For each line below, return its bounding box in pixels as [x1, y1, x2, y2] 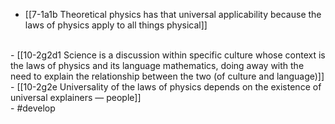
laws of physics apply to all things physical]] [24, 19, 208, 31]
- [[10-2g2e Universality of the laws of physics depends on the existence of [10, 81, 322, 93]
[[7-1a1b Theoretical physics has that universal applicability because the [24, 9, 322, 20]
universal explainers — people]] [10, 92, 142, 103]
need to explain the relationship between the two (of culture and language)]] [10, 70, 325, 82]
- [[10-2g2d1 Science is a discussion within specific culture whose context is [10, 49, 326, 61]
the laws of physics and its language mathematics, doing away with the [10, 60, 305, 71]
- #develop [10, 102, 56, 114]
